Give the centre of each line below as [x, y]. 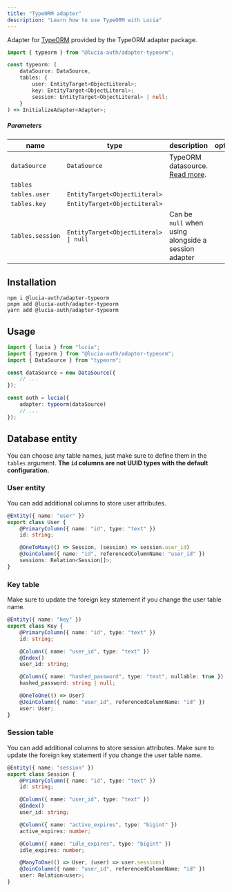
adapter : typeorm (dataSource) [63, 405]
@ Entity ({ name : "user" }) [46, 516]
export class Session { [41, 774]
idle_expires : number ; [52, 850]
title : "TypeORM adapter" [44, 13]
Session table [30, 732]
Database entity [42, 439]
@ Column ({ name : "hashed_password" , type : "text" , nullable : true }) [122, 677]
